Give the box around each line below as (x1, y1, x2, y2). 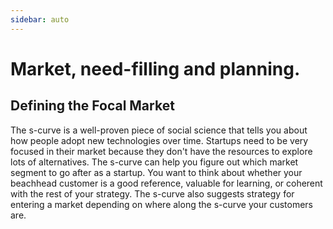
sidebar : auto (10, 14, 70, 25)
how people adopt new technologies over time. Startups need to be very (10, 134, 309, 146)
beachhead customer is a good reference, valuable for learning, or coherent (10, 177, 323, 189)
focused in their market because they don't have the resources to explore (10, 145, 313, 157)
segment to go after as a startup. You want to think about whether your (10, 166, 303, 178)
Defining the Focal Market (10, 97, 175, 115)
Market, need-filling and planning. (10, 57, 301, 80)
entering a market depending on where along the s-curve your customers (10, 198, 313, 210)
